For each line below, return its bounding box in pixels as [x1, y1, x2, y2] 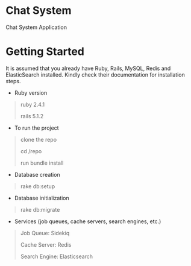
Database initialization [14, 194, 70, 201]
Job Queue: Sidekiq [20, 229, 70, 236]
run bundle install [20, 159, 64, 166]
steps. [5, 77, 21, 84]
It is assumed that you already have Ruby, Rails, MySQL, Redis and [5, 65, 171, 72]
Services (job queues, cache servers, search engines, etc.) [14, 218, 161, 225]
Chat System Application [5, 24, 67, 31]
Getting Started [5, 45, 85, 59]
